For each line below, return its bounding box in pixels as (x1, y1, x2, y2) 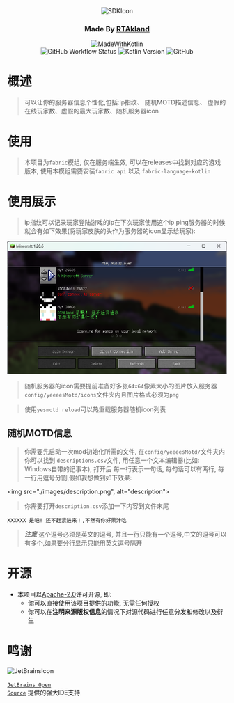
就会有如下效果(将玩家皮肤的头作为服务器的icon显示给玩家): (24, 227, 196, 235)
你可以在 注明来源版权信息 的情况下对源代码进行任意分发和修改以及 (27, 607, 217, 615)
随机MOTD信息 (7, 427, 72, 439)
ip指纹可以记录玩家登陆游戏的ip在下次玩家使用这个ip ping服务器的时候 (24, 219, 226, 227)
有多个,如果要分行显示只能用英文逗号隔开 (24, 539, 143, 547)
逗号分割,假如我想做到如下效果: (42, 473, 132, 482)
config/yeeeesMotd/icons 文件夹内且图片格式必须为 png (24, 390, 179, 399)
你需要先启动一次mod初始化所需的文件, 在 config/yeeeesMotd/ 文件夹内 (24, 447, 225, 455)
